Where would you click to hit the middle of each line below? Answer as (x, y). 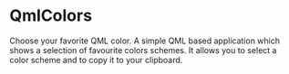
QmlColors (51, 16)
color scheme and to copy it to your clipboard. (96, 60)
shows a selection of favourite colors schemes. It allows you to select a (143, 50)
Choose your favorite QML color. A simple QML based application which (145, 41)
